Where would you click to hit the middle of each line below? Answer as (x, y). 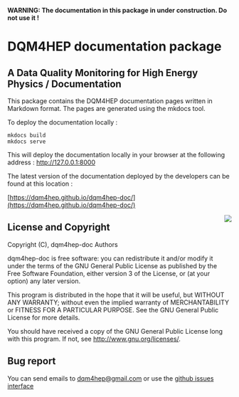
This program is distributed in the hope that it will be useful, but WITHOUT (116, 295)
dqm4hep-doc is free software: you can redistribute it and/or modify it (110, 258)
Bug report (32, 361)
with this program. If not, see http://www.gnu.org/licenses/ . (94, 339)
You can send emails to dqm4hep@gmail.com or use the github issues (111, 378)
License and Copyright (59, 227)
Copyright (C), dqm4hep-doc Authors (63, 244)
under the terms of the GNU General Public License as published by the (112, 265)
